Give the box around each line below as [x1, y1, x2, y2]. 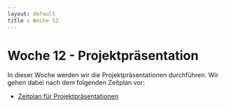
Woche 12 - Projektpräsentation [7, 47, 199, 64]
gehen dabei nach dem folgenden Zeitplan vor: [7, 79, 145, 87]
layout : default [7, 10, 56, 18]
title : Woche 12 [7, 17, 59, 24]
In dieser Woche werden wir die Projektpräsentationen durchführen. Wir [7, 71, 219, 79]
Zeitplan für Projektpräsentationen [17, 92, 119, 101]
